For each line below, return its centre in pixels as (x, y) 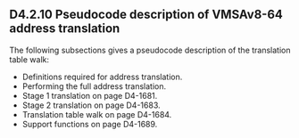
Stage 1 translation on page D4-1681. (90, 95)
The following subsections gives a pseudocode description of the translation (150, 50)
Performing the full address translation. (94, 86)
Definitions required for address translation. (102, 77)
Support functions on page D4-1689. (90, 124)
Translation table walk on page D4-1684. (97, 114)
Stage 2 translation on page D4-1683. (91, 105)
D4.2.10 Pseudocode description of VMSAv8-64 (146, 15)
